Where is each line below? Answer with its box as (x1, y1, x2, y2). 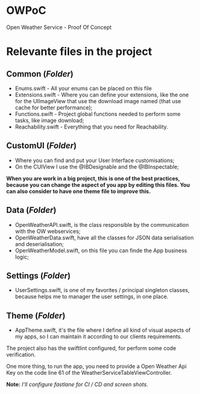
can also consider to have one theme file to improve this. (6, 188, 151, 195)
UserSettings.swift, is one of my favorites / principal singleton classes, (14, 287, 190, 294)
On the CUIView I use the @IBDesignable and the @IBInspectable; (14, 163, 180, 170)
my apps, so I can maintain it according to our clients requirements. (14, 333, 183, 340)
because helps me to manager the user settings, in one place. (14, 293, 169, 300)
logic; (14, 253, 29, 260)
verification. (6, 351, 36, 358)
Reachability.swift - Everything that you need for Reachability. (14, 123, 169, 130)
